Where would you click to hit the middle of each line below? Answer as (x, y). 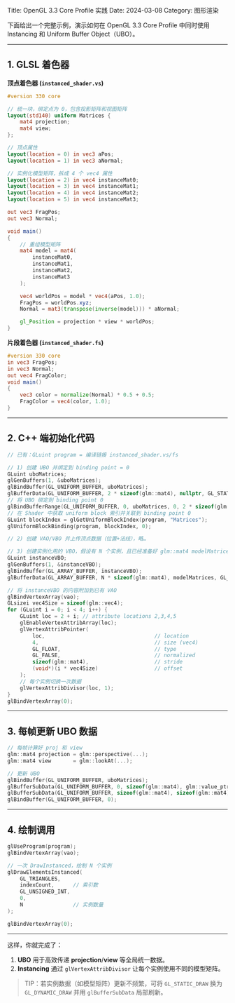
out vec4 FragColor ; (37, 375)
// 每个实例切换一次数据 (51, 681)
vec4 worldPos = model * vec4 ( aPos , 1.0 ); (83, 296)
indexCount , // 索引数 (59, 885)
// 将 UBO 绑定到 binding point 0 (55, 500)
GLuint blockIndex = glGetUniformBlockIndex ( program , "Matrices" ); (108, 520)
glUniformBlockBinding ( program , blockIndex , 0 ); (79, 526)
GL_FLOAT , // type (105, 649)
